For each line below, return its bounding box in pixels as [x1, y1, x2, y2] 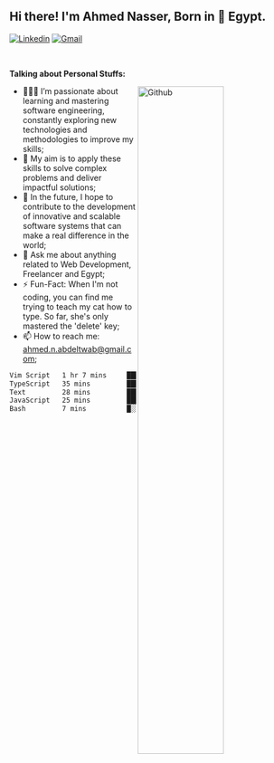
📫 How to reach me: [22, 330, 100, 341]
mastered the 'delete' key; [22, 320, 120, 331]
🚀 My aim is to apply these [22, 153, 122, 164]
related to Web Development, [22, 259, 132, 270]
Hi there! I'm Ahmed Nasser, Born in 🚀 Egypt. [9, 9, 267, 24]
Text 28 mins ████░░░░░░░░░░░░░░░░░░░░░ [9, 387, 229, 396]
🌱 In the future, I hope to [22, 191, 114, 202]
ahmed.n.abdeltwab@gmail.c [22, 343, 132, 354]
